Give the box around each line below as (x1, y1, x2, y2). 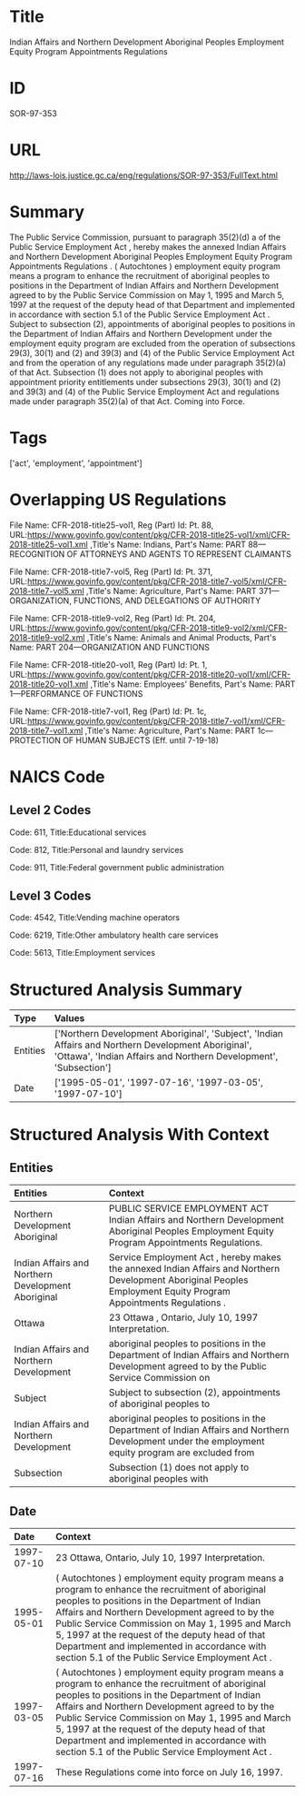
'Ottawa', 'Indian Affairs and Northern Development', (54, 1050, 279, 1063)
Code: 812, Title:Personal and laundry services (9, 844, 184, 855)
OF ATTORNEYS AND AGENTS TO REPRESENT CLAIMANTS (66, 548, 292, 560)
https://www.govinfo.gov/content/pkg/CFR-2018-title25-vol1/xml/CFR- (26, 529, 290, 540)
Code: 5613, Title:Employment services (9, 948, 156, 958)
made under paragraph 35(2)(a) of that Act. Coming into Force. (9, 395, 246, 406)
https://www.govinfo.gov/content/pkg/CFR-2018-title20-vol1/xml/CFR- (26, 669, 291, 680)
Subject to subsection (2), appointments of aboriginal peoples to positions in (9, 318, 296, 329)
